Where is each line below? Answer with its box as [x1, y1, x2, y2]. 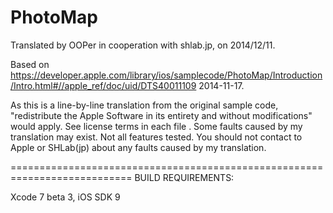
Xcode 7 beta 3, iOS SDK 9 [10, 191, 121, 203]
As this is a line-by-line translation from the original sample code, [10, 99, 279, 111]
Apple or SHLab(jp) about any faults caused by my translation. [10, 141, 267, 153]
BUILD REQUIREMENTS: [134, 171, 235, 183]
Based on [10, 58, 50, 70]
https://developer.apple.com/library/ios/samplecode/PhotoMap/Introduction [10, 69, 323, 81]
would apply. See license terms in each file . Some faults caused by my [10, 120, 303, 132]
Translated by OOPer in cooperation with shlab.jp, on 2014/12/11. [10, 39, 276, 51]
